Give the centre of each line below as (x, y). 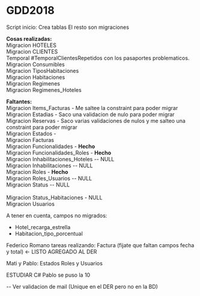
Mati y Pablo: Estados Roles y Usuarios (55, 263)
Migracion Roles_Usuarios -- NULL (49, 178)
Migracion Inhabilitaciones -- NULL (50, 165)
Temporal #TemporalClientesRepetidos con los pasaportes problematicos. (98, 58)
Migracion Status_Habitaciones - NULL (54, 197)
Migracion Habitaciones (36, 77)
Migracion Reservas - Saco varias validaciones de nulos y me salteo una (96, 120)
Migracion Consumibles (35, 64)
